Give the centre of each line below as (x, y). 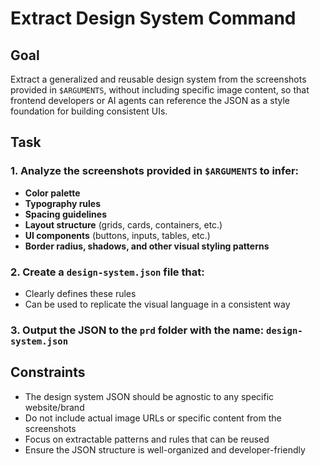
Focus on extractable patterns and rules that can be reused (147, 439)
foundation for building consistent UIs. (89, 111)
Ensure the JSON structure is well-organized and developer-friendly (165, 449)
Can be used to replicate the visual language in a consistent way (157, 304)
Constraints (48, 372)
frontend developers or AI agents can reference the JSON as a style (150, 100)
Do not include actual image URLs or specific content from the (153, 418)
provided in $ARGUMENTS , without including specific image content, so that (160, 90)
